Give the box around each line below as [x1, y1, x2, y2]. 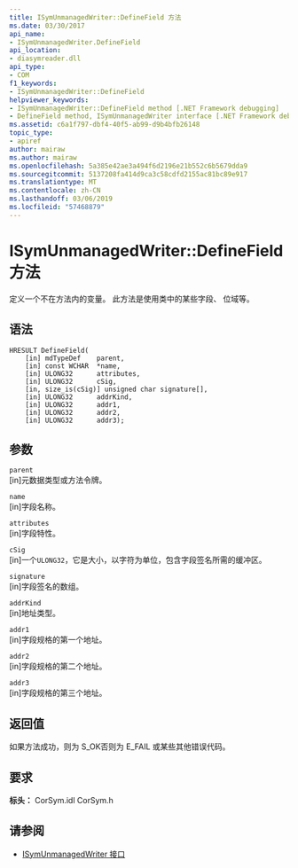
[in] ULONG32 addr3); [25, 416, 125, 425]
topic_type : [9, 129, 53, 137]
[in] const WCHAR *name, [25, 361, 122, 371]
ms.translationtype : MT [9, 178, 98, 187]
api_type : [9, 63, 46, 72]
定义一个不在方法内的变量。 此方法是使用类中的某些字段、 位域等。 [9, 293, 255, 304]
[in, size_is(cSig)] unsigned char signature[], [25, 385, 208, 394]
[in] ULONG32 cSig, [25, 377, 117, 386]
